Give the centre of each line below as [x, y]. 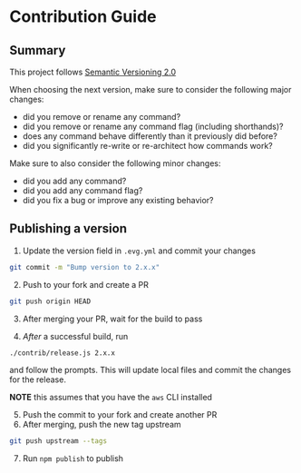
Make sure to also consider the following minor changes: [115, 163]
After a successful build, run [75, 336]
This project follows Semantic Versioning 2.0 [93, 72]
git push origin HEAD [50, 301]
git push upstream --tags [58, 441]
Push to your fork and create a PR [86, 284]
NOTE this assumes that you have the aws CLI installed [111, 398]
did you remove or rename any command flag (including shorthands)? [153, 126]
